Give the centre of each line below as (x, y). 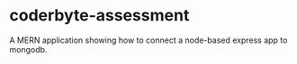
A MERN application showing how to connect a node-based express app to (148, 40)
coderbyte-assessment (99, 16)
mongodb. (28, 49)
